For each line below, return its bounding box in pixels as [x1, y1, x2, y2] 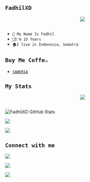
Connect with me [5, 142, 55, 149]
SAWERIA [12, 69, 28, 74]
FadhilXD [5, 4, 32, 12]
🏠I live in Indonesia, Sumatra [12, 42, 79, 47]
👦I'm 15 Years [12, 37, 41, 42]
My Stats [5, 83, 32, 90]
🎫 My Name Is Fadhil [12, 31, 55, 36]
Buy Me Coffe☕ [5, 57, 48, 64]
